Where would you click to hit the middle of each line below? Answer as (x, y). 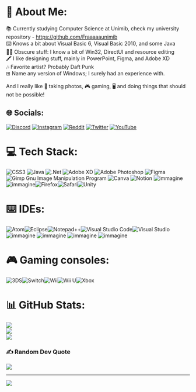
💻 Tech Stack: (42, 152)
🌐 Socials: (25, 113)
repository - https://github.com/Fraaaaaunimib (62, 37)
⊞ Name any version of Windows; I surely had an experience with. (85, 73)
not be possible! (25, 94)
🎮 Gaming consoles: (58, 260)
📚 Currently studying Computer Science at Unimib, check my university (93, 28)
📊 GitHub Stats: (46, 305)
